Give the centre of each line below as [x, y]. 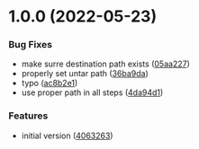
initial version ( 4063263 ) [67, 136]
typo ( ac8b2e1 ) [50, 83]
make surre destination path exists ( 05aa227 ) [105, 64]
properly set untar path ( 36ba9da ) [85, 74]
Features [28, 116]
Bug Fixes [31, 45]
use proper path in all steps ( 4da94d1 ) [92, 92]
